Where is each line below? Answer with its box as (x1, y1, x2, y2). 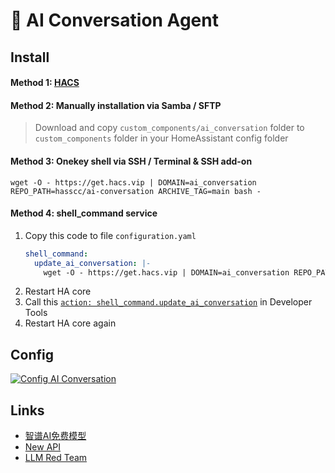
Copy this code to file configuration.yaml (24, 229, 197, 241)
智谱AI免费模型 (24, 430, 87, 442)
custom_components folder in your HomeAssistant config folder (34, 132, 289, 144)
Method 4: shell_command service (10, 207, 158, 219)
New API (24, 441, 62, 453)
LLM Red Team (24, 452, 88, 464)
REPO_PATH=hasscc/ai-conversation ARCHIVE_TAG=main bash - (10, 186, 262, 196)
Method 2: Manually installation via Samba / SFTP (10, 99, 222, 111)
